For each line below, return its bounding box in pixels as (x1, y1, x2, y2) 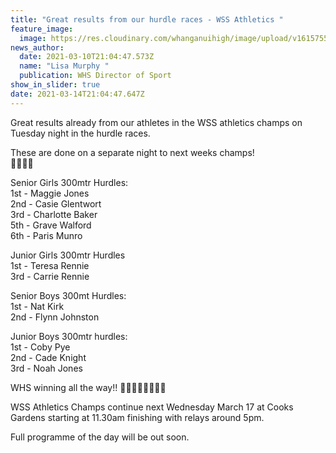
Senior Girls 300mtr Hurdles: (10, 176, 129, 188)
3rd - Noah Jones (10, 362, 83, 374)
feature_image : (10, 24, 74, 34)
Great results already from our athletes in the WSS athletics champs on (10, 116, 303, 128)
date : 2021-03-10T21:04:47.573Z (19, 52, 155, 62)
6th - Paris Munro (10, 229, 83, 241)
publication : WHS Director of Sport (19, 71, 172, 81)
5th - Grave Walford (10, 219, 92, 231)
